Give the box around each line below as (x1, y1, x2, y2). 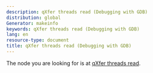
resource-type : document (6, 37, 69, 43)
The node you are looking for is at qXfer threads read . (6, 59, 141, 67)
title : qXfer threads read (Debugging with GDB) (6, 43, 132, 49)
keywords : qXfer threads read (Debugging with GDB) (6, 26, 140, 32)
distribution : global (6, 15, 61, 21)
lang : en (6, 32, 29, 38)
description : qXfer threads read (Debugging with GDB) (6, 9, 148, 15)
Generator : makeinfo (6, 20, 59, 26)
